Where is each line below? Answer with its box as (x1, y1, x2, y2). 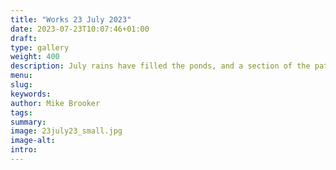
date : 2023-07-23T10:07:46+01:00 (10, 24, 150, 34)
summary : (10, 117, 47, 127)
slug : (10, 80, 33, 90)
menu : (10, 71, 33, 81)
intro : (10, 145, 38, 155)
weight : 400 (10, 52, 60, 62)
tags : (10, 107, 33, 118)
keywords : (10, 89, 52, 99)
